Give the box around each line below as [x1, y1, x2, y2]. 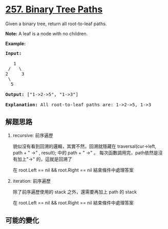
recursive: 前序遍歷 [12, 132, 54, 138]
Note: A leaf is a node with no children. [5, 30, 88, 36]
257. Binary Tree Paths [5, 4, 103, 15]
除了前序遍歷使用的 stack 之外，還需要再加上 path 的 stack [12, 188, 137, 195]
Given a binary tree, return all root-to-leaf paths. [5, 21, 107, 27]
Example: [5, 40, 26, 47]
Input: [5, 50, 22, 56]
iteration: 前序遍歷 [12, 178, 51, 184]
